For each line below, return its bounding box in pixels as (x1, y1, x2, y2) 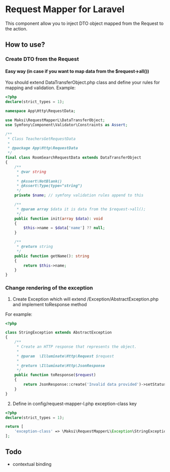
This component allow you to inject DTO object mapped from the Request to (5, 20, 164, 26)
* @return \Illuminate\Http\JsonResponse (16, 363, 105, 368)
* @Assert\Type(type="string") (16, 184, 82, 189)
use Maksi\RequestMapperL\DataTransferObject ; (5, 118, 105, 123)
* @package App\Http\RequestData (7, 146, 78, 151)
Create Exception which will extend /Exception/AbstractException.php (12, 296, 159, 302)
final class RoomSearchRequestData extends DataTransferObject (5, 155, 142, 160)
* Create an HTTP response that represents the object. (16, 344, 137, 349)
